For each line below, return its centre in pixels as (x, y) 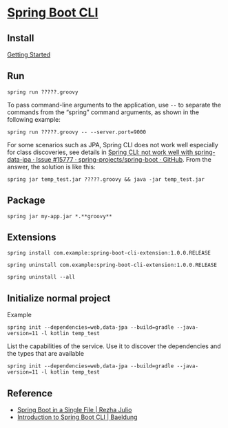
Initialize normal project (59, 298)
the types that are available (46, 354)
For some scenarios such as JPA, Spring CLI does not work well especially (113, 145)
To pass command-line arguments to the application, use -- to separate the (114, 105)
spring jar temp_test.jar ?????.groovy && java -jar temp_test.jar (106, 179)
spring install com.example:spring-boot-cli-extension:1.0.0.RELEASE (109, 253)
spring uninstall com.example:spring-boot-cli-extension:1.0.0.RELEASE (112, 265)
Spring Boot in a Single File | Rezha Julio (74, 410)
